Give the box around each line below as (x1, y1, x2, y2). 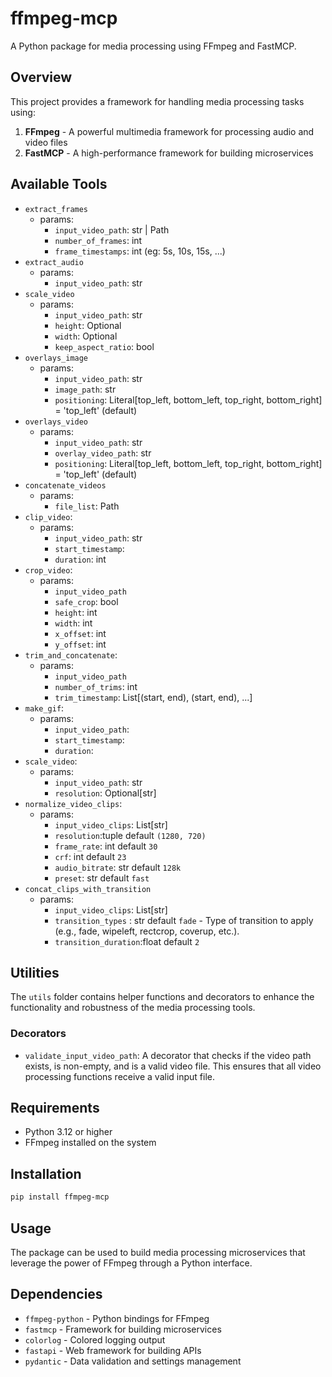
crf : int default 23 (54, 850, 127, 862)
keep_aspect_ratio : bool (54, 340, 155, 352)
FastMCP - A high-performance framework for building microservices (24, 147, 314, 159)
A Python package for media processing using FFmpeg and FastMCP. (10, 40, 297, 52)
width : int (54, 617, 93, 629)
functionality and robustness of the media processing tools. (10, 1002, 256, 1014)
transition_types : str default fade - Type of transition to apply (54, 914, 314, 926)
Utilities (10, 964, 60, 981)
